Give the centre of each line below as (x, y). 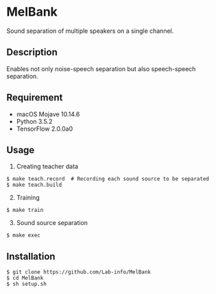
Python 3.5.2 (34, 121)
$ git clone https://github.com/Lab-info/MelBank (79, 272)
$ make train (25, 210)
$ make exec (23, 236)
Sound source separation (52, 223)
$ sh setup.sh (27, 284)
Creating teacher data (47, 166)
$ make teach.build (34, 185)
